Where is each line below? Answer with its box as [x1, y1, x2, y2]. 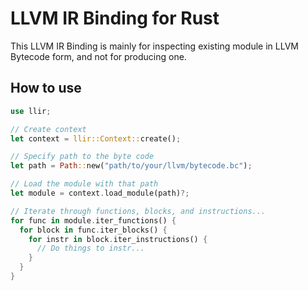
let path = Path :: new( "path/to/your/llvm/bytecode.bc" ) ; [10, 161, 253, 171]
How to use [10, 80, 82, 97]
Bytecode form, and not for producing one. [10, 50, 187, 62]
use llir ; [10, 106, 52, 116]
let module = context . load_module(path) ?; [10, 188, 190, 198]
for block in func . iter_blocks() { [19, 225, 168, 235]
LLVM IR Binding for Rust [10, 7, 220, 30]
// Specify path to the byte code [10, 152, 155, 162]
